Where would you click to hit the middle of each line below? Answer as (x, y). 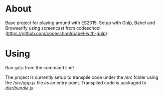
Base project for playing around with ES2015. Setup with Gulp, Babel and (80, 23)
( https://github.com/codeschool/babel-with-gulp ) (56, 33)
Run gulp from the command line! (40, 67)
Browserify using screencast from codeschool (53, 28)
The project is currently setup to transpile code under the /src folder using (82, 77)
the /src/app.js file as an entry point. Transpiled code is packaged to (76, 82)
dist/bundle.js (19, 88)
